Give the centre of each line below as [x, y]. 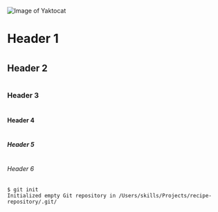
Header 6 [21, 169]
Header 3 [23, 95]
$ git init [23, 189]
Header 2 [28, 68]
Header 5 [21, 144]
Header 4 [21, 120]
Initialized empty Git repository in [62, 195]
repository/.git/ [32, 202]
